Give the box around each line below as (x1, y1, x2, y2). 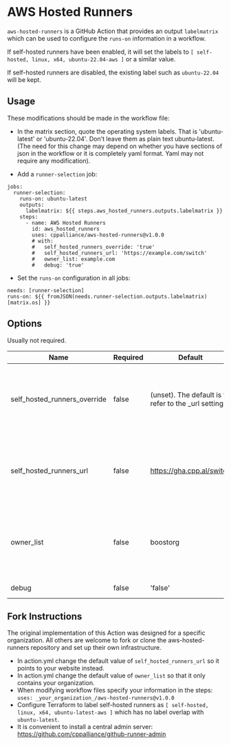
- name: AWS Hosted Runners (25, 219, 107, 226)
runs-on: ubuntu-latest (19, 195, 88, 202)
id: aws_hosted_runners (32, 225, 100, 232)
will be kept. (7, 75, 41, 83)
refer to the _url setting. (150, 398, 225, 408)
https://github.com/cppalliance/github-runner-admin (16, 730, 166, 738)
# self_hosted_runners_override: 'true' (32, 243, 155, 250)
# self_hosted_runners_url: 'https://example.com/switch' (32, 249, 208, 256)
